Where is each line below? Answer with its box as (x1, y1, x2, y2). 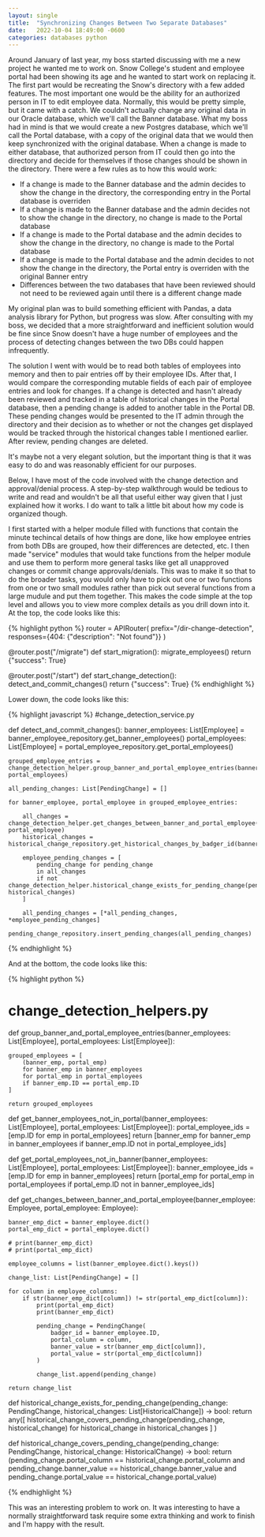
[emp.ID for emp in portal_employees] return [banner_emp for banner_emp (8, 1130, 251, 1141)
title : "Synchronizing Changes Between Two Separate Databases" (8, 19, 227, 27)
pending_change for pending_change (36, 861, 154, 869)
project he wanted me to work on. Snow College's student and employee (8, 64, 244, 73)
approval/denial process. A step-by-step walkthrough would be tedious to (8, 484, 248, 493)
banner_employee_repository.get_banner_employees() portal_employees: (8, 733, 247, 743)
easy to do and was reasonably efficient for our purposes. (8, 460, 197, 470)
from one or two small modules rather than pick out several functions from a (8, 583, 256, 593)
